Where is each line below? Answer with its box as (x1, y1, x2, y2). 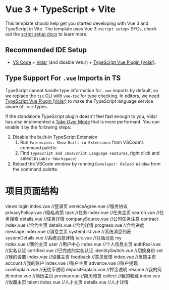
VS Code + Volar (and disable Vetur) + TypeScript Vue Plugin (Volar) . (12, 59, 156, 65)
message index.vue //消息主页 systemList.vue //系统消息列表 (5, 228, 131, 234)
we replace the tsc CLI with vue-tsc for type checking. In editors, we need (5, 93, 160, 99)
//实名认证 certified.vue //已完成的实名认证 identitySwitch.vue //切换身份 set (5, 247, 163, 254)
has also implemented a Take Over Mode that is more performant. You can (5, 118, 160, 125)
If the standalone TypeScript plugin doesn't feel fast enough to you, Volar (5, 113, 158, 119)
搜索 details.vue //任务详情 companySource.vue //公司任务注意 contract (9, 216, 158, 222)
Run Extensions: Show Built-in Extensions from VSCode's (20, 139, 144, 145)
